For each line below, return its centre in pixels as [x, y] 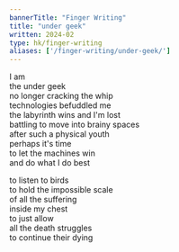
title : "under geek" [48, 26]
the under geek [38, 86]
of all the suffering [43, 200]
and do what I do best [49, 163]
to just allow [31, 219]
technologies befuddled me [60, 105]
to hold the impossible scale [62, 190]
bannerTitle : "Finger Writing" [68, 18]
